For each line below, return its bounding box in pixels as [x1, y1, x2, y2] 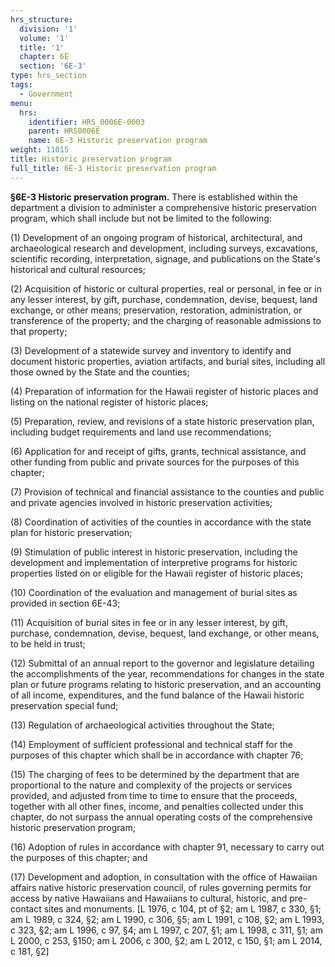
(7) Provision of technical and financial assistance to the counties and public [10, 486, 325, 498]
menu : [10, 98, 33, 108]
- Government [19, 89, 74, 99]
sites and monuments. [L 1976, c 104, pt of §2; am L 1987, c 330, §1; [43, 902, 322, 915]
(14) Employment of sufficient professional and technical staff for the [10, 738, 293, 750]
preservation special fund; [10, 699, 119, 711]
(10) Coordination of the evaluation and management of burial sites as [10, 586, 298, 598]
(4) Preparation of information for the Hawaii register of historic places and [10, 385, 319, 397]
